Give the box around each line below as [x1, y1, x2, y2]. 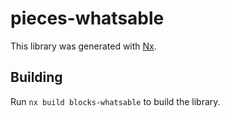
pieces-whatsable [10, 7, 165, 30]
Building [10, 69, 63, 86]
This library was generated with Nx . [10, 40, 157, 52]
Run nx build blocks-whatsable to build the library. [10, 95, 221, 107]
